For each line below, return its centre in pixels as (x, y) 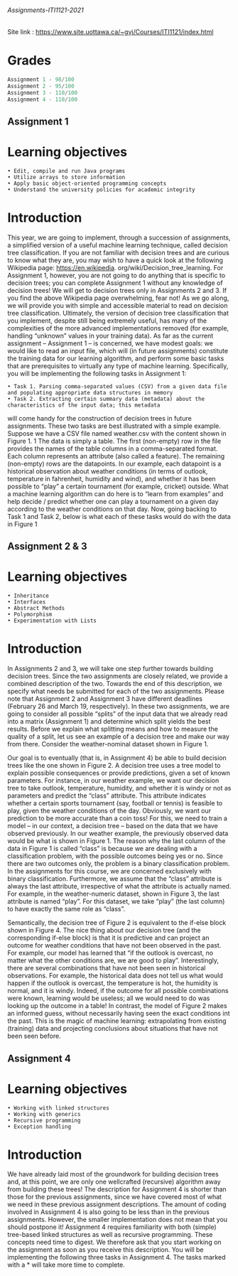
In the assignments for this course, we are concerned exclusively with (109, 872)
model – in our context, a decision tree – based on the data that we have (113, 826)
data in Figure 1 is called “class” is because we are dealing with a (102, 849)
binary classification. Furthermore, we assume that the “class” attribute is (115, 879)
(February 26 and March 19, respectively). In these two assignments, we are (118, 707)
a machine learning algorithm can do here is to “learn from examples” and (115, 493)
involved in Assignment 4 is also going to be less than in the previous (108, 1212)
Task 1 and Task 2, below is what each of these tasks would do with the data (119, 516)
